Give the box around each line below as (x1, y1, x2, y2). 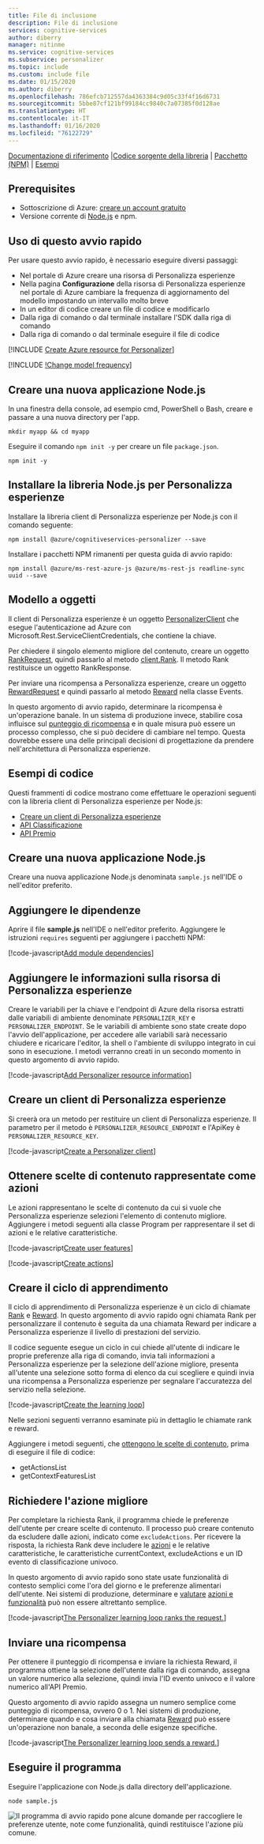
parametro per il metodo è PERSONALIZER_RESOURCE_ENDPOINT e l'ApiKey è (8, 1122, 240, 1132)
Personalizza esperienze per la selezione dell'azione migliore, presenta (8, 1359, 239, 1369)
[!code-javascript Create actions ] (8, 1258, 114, 1268)
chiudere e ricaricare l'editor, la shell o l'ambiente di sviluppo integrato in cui (8, 1037, 256, 1048)
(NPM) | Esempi (8, 159, 60, 168)
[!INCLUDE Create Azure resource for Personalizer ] (8, 345, 175, 354)
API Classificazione (19, 820, 83, 829)
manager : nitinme (8, 41, 65, 49)
